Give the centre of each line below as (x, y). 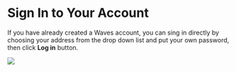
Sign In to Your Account (78, 13)
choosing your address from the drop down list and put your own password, (118, 40)
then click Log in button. (43, 47)
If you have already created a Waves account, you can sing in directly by (113, 32)
